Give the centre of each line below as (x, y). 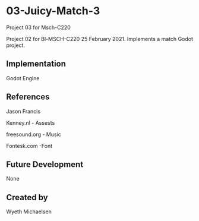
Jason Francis (23, 111)
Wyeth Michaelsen (29, 211)
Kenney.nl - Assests (31, 122)
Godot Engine (23, 78)
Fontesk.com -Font (29, 146)
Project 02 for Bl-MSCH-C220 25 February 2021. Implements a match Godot (99, 39)
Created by (27, 197)
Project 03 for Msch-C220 (39, 27)
